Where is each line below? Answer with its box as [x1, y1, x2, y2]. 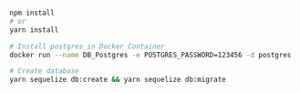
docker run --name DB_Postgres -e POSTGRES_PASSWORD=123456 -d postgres [9, 50, 292, 59]
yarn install [9, 25, 59, 35]
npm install [9, 8, 55, 17]
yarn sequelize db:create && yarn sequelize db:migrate [9, 75, 226, 85]
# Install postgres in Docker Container [9, 42, 166, 51]
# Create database [9, 67, 79, 76]
